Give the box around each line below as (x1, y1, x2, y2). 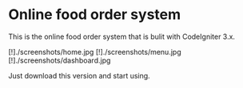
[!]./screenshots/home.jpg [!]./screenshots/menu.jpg (8, 47, 181, 56)
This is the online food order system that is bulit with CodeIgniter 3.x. (8, 32, 236, 41)
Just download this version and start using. (8, 71, 150, 80)
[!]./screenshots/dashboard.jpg (8, 55, 111, 65)
